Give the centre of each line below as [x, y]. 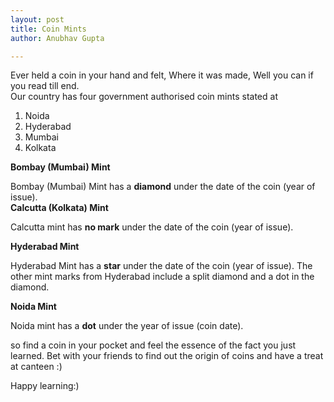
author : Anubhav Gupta [57, 38]
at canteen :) [36, 367]
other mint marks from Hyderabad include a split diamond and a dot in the [162, 277]
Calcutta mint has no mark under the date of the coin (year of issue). [152, 227]
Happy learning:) [45, 386]
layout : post [37, 19]
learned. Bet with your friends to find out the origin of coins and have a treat [167, 356]
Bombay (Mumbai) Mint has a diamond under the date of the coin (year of [163, 187]
